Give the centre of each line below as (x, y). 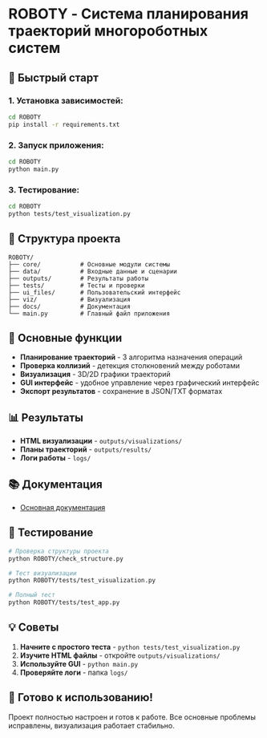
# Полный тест (32, 595)
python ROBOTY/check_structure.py (66, 558)
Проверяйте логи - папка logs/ (74, 672)
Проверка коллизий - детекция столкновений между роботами (130, 366)
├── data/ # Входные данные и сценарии (93, 271)
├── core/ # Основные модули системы (89, 264)
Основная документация (63, 507)
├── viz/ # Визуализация (69, 299)
